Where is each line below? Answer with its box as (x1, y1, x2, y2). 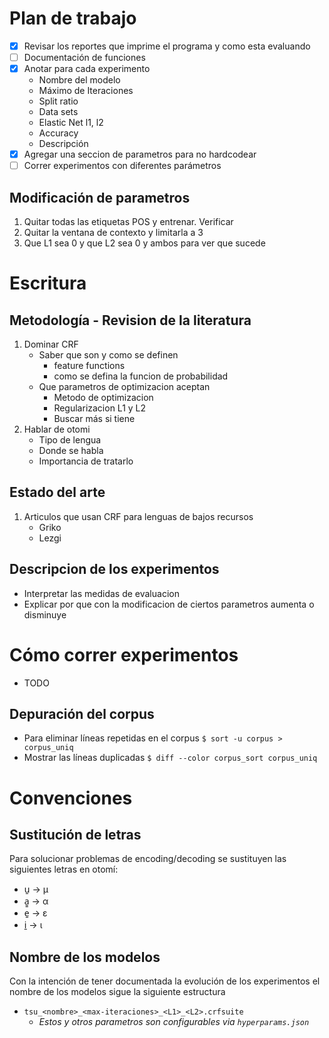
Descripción (38, 138, 89, 150)
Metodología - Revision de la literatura (9, 312, 252, 329)
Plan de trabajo (9, 7, 137, 30)
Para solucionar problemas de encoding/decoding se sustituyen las (9, 853, 287, 865)
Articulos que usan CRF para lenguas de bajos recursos (23, 510, 254, 522)
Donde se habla (38, 445, 104, 457)
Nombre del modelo (38, 74, 121, 86)
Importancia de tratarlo (38, 455, 134, 467)
